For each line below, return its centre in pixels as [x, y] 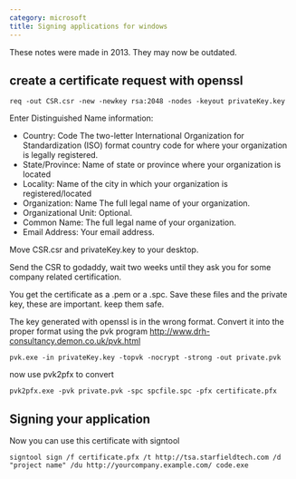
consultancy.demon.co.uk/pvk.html [75, 341]
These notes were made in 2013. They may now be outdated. [123, 52]
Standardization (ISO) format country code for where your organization [155, 145]
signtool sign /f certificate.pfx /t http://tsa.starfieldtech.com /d [145, 458]
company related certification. [66, 277]
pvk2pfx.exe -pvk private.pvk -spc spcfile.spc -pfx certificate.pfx [143, 391]
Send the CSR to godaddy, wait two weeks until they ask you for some [140, 268]
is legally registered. [60, 155]
